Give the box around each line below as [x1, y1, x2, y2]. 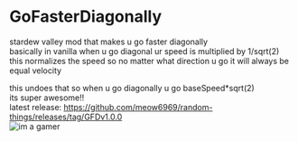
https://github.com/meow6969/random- [63, 101, 213, 112]
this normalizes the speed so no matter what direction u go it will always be [9, 55, 290, 66]
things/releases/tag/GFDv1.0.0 [9, 111, 123, 122]
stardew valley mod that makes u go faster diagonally [9, 36, 209, 47]
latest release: [9, 101, 62, 112]
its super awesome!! [9, 92, 85, 103]
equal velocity [9, 65, 61, 76]
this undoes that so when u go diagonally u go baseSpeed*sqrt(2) [9, 82, 255, 93]
